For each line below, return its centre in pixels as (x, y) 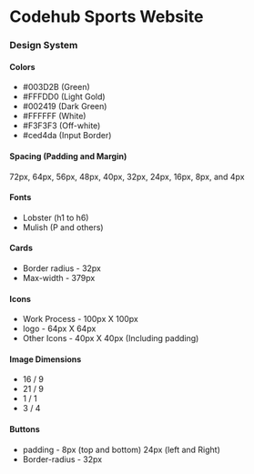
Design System (44, 45)
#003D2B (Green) (56, 87)
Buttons (25, 429)
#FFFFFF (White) (54, 116)
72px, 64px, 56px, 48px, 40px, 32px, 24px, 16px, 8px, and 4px (127, 176)
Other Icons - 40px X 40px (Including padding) (111, 338)
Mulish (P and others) (63, 227)
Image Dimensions (46, 359)
